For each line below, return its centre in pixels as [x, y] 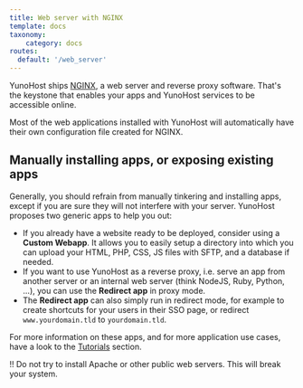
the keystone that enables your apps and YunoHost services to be [133, 95]
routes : [24, 52]
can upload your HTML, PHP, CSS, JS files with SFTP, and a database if [156, 252]
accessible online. [43, 104]
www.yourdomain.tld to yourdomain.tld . [95, 319]
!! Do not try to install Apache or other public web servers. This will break [145, 364]
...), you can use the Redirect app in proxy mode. [114, 290]
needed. [38, 261]
